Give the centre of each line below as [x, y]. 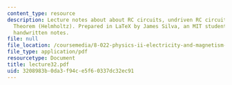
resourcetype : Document [41, 58]
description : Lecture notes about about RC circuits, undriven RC [105, 20]
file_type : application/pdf [48, 52]
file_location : [29, 45]
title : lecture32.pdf [38, 64]
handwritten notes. [41, 33]
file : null [23, 39]
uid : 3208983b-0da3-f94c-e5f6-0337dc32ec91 [71, 71]
